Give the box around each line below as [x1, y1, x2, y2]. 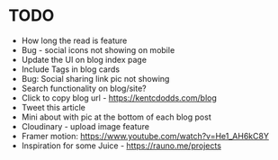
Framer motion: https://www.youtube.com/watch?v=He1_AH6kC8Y [21, 130, 269, 141]
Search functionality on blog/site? [21, 83, 147, 93]
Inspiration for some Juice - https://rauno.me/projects [21, 140, 222, 151]
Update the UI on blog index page [21, 54, 148, 65]
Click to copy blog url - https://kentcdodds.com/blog [21, 92, 218, 103]
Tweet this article [21, 102, 86, 112]
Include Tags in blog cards [21, 64, 121, 75]
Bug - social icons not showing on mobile [21, 44, 175, 55]
